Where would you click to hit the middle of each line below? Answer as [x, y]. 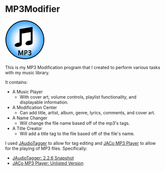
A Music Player [28, 92]
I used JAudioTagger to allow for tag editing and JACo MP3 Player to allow [81, 143]
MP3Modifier [33, 9]
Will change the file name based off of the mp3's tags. [75, 123]
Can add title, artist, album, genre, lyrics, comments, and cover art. [87, 112]
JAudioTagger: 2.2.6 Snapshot [43, 158]
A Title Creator [27, 128]
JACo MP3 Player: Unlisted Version [48, 163]
